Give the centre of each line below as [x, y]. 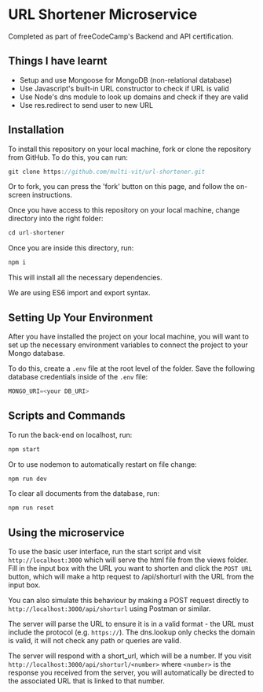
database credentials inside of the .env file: [78, 377]
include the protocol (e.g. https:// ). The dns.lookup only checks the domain [132, 632]
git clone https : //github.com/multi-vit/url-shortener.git [107, 172]
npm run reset [31, 508]
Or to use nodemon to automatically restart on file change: [103, 464]
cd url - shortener [37, 233]
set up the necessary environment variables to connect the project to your [128, 345]
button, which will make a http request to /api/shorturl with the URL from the [131, 577]
